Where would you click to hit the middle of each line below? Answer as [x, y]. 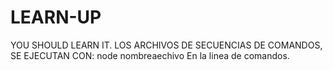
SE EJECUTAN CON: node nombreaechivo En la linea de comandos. [150, 55]
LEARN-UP [56, 17]
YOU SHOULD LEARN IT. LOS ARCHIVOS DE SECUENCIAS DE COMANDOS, [166, 45]
